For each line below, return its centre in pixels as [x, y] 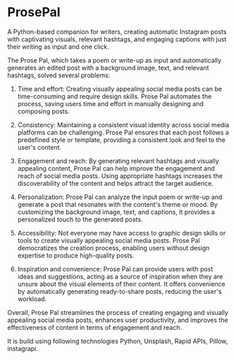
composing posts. [44, 111]
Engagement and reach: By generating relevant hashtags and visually [118, 161]
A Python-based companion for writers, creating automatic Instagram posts [117, 32]
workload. [32, 299]
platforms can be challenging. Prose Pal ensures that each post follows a [123, 132]
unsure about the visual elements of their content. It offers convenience [121, 284]
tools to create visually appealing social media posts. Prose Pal [109, 240]
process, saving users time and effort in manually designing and [111, 103]
